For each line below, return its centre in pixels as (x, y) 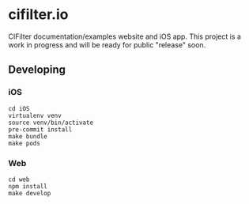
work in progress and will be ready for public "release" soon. (107, 44)
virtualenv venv (35, 115)
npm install (28, 186)
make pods (25, 143)
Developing (37, 70)
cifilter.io (38, 15)
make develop (30, 193)
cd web (19, 179)
